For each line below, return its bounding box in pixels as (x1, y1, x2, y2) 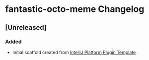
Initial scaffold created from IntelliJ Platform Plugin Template (12, 49, 136, 55)
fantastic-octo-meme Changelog (5, 3, 145, 15)
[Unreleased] (5, 23, 47, 32)
